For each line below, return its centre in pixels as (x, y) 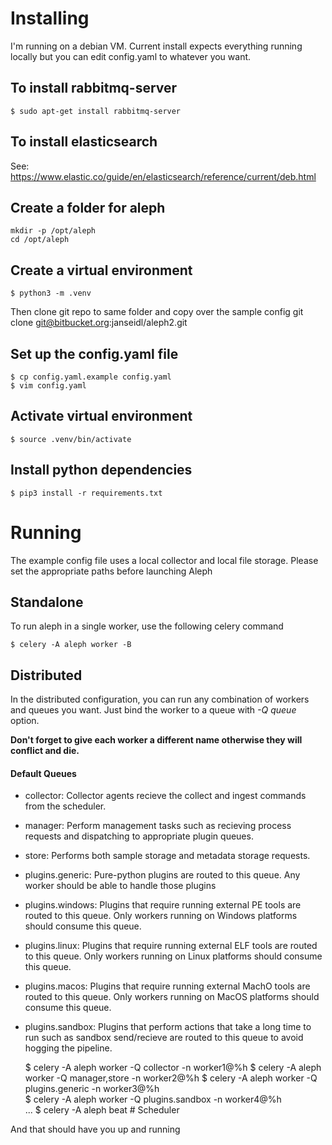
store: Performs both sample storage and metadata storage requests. (167, 856)
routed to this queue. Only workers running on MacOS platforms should (172, 997)
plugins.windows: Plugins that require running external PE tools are (163, 905)
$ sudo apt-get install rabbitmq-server (96, 111)
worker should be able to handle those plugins (120, 886)
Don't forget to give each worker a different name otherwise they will (156, 740)
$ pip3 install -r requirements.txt (86, 493)
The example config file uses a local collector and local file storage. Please (164, 560)
